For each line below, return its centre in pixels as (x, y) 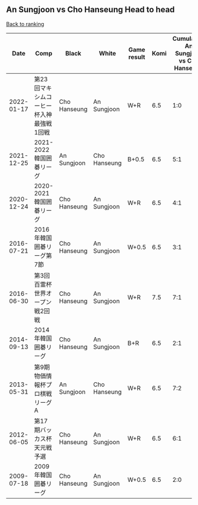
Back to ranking (25, 24)
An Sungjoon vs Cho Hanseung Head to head (90, 10)
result (137, 57)
